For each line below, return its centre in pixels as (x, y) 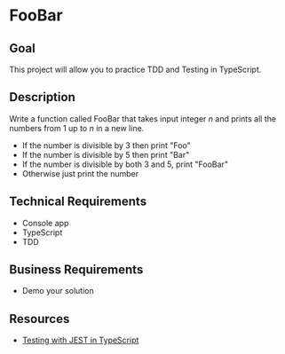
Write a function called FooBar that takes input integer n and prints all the (143, 118)
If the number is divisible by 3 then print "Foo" (106, 145)
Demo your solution (58, 291)
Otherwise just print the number (80, 173)
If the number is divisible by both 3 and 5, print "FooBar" (125, 164)
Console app (45, 223)
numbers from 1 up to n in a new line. (77, 128)
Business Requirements (76, 270)
